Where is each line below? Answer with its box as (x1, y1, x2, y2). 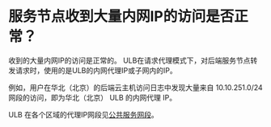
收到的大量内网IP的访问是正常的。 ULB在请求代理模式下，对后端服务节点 (8, 55, 251, 65)
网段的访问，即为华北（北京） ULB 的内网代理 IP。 (8, 92, 177, 102)
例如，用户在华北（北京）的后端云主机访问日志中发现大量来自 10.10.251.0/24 (8, 82, 263, 92)
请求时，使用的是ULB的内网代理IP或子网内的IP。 (15, 65, 177, 75)
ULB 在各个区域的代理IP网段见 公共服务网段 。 (8, 109, 159, 119)
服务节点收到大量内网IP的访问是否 (8, 7, 235, 26)
